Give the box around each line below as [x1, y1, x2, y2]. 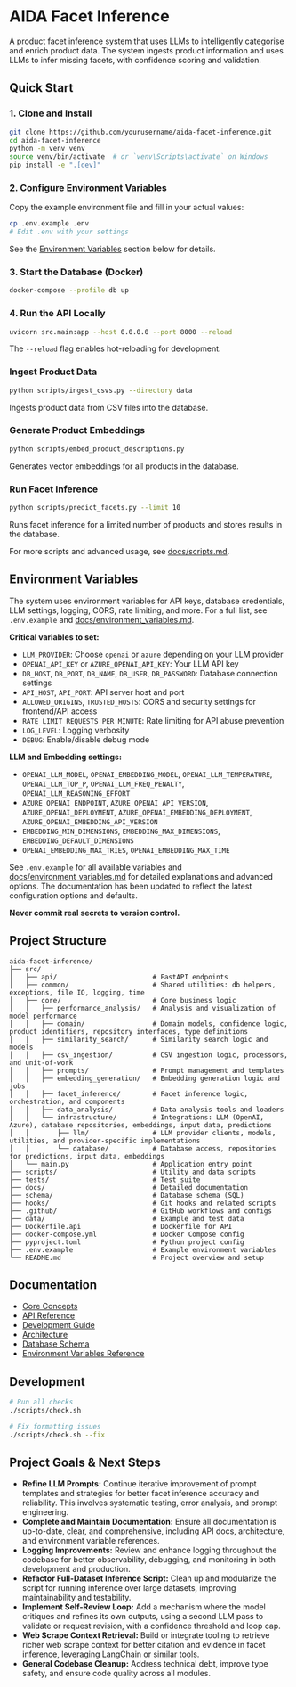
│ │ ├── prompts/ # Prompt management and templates [9, 1066, 284, 1075]
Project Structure [9, 933, 107, 948]
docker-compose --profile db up [9, 286, 129, 295]
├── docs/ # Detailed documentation [9, 1183, 249, 1192]
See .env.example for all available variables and [9, 862, 182, 872]
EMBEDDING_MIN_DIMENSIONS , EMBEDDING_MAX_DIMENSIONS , [21, 825, 220, 836]
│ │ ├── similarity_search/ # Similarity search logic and [9, 1035, 268, 1044]
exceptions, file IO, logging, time [9, 987, 145, 997]
